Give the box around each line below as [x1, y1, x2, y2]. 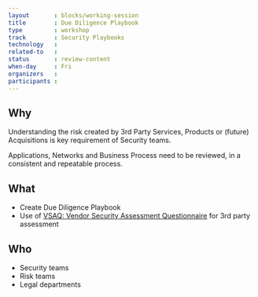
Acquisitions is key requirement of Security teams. [8, 135, 171, 145]
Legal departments [19, 280, 81, 289]
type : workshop [8, 26, 90, 34]
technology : [8, 41, 58, 49]
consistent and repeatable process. [8, 159, 123, 169]
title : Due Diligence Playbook [8, 19, 139, 27]
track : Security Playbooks [8, 33, 125, 42]
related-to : [8, 48, 58, 56]
